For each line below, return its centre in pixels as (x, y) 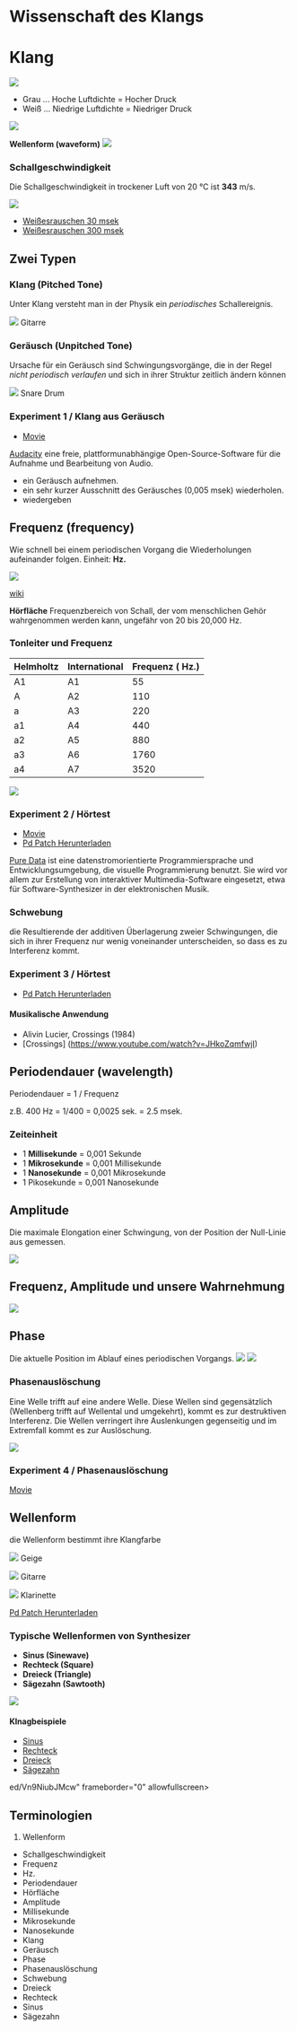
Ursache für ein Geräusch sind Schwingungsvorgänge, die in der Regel (140, 365)
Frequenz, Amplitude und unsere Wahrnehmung (147, 1287)
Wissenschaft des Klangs (107, 17)
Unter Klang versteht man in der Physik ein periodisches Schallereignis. (141, 304)
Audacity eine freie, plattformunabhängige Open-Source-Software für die (145, 453)
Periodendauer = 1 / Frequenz (64, 1093)
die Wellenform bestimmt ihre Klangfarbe (85, 1539)
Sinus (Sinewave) (56, 1655)
